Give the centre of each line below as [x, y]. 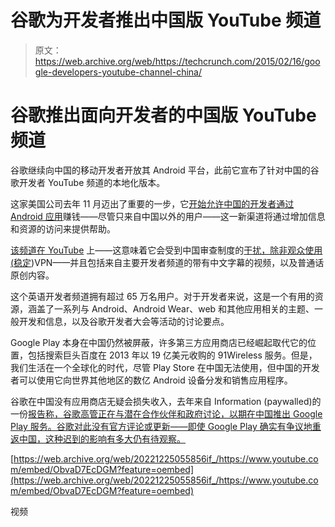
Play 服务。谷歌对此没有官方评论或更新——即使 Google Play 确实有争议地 [161, 426]
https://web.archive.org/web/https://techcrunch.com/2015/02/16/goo [177, 61]
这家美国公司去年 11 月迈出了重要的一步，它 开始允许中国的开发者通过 [152, 203]
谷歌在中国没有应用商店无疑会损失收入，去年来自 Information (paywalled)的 [166, 401]
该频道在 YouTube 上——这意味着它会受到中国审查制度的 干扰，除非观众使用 [166, 250]
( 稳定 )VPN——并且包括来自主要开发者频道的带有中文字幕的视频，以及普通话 [167, 262]
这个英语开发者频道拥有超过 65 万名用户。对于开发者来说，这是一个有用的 [162, 296]
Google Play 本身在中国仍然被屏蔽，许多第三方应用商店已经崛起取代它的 [159, 342]
